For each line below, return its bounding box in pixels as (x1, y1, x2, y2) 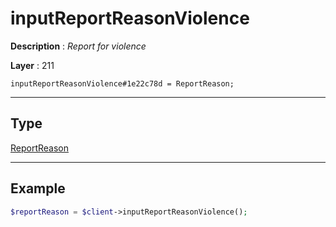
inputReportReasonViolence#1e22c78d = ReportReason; (10, 78, 235, 89)
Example (10, 180, 66, 197)
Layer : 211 (10, 59, 55, 71)
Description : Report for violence (10, 40, 147, 52)
